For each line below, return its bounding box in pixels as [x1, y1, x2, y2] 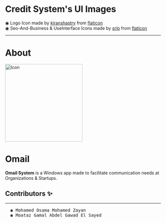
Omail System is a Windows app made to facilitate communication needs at [5, 170, 160, 176]
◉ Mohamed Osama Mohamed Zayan [10, 207, 86, 213]
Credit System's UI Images [5, 3, 117, 15]
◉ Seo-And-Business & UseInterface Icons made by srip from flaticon [5, 25, 147, 31]
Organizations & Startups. [5, 175, 58, 181]
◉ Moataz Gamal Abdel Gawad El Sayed [10, 212, 102, 218]
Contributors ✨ [5, 190, 53, 198]
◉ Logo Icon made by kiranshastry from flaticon [5, 20, 103, 26]
